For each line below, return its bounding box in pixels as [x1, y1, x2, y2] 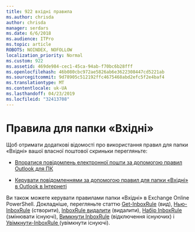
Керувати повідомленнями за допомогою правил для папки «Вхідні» [14, 176, 189, 183]
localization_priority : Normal [6, 52, 83, 58]
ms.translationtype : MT [6, 80, 65, 86]
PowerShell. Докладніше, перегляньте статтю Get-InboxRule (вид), [6, 200, 173, 207]
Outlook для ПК [14, 165, 54, 172]
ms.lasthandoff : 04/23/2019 [6, 91, 75, 97]
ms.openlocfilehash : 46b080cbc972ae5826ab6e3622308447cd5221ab [6, 69, 165, 75]
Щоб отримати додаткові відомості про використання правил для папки [6, 141, 189, 148]
